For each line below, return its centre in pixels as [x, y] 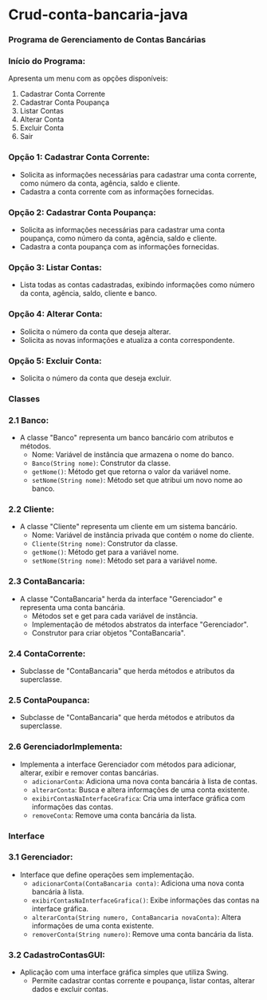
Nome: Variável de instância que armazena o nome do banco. [133, 455]
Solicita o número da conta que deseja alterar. [95, 331]
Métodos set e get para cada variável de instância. [114, 616]
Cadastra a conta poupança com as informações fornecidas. [119, 247]
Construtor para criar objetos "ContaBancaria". [108, 632]
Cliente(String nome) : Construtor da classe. [104, 544]
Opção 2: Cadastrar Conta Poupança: [82, 212]
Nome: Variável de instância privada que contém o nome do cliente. [143, 535]
